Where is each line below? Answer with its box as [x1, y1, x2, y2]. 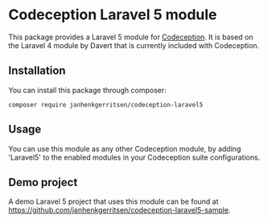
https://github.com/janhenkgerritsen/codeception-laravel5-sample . [8, 205, 231, 215]
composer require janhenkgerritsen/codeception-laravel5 [8, 100, 204, 109]
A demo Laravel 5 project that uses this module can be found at [8, 197, 219, 206]
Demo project [8, 175, 78, 189]
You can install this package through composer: [8, 85, 167, 95]
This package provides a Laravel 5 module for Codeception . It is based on [8, 32, 254, 42]
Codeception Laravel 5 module [8, 6, 217, 24]
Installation [8, 64, 66, 78]
